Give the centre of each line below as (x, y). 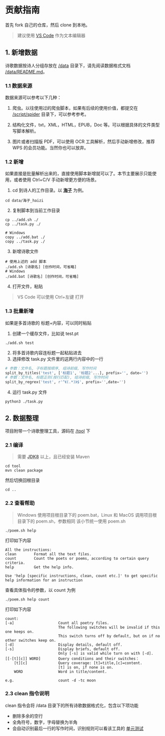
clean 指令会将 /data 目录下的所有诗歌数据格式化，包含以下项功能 (72, 705)
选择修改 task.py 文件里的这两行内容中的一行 (58, 359)
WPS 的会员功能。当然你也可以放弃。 (50, 148)
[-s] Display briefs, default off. (63, 649)
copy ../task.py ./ (25, 242)
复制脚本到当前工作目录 (36, 210)
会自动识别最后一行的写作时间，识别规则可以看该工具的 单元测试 (78, 728)
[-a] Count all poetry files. (57, 623)
